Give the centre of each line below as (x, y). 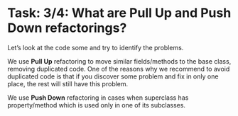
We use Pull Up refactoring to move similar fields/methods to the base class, (119, 61)
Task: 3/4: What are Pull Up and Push (119, 13)
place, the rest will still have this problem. (68, 83)
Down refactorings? (67, 28)
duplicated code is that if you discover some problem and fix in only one (113, 76)
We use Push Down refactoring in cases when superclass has (98, 98)
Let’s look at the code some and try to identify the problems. (96, 47)
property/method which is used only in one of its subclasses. (97, 105)
